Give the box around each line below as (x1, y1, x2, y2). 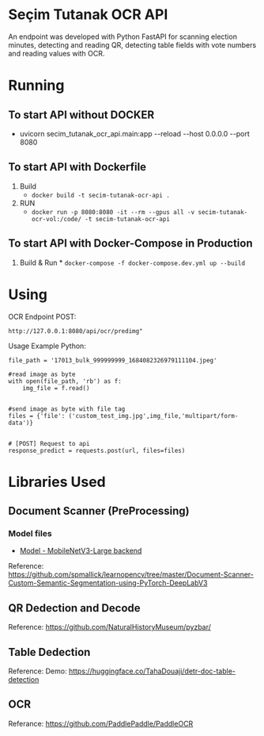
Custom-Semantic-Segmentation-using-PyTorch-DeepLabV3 (8, 578, 208, 588)
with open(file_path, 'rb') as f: (8, 377, 123, 385)
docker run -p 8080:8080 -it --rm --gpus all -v (31, 208, 195, 216)
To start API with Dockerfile (8, 160, 147, 174)
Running (8, 77, 65, 94)
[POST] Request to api (15, 439, 90, 447)
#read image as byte (8, 370, 77, 378)
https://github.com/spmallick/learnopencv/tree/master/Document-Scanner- (8, 569, 255, 580)
